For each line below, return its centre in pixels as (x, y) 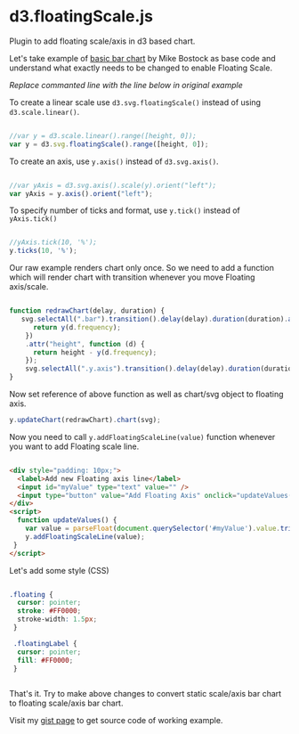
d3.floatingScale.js (81, 16)
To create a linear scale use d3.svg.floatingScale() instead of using (135, 102)
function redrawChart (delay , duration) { (87, 311)
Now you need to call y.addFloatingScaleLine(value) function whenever (142, 436)
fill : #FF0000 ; (45, 660)
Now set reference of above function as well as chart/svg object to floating (146, 395)
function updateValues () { (67, 520)
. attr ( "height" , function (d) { (85, 344)
